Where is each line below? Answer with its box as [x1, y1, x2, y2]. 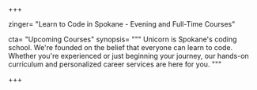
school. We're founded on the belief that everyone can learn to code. [8, 43, 233, 52]
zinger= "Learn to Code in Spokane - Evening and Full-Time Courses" [8, 20, 236, 28]
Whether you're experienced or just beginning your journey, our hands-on [8, 52, 249, 60]
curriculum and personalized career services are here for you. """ [8, 59, 222, 69]
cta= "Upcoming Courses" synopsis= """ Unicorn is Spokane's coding [8, 34, 237, 44]
